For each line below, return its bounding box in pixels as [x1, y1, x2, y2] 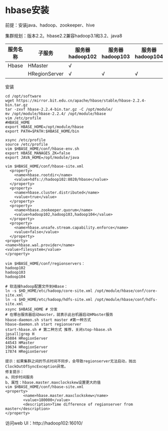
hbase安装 [5, 5, 49, 16]
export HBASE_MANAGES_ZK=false [5, 151, 70, 156]
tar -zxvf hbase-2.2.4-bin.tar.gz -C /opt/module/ [5, 107, 113, 112]
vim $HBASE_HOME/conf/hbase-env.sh [5, 146, 79, 151]
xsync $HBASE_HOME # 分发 [5, 306, 57, 312]
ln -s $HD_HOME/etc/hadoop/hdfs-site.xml [5, 297, 93, 302]
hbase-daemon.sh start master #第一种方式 [5, 317, 91, 322]
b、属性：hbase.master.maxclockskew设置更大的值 [5, 380, 101, 385]
